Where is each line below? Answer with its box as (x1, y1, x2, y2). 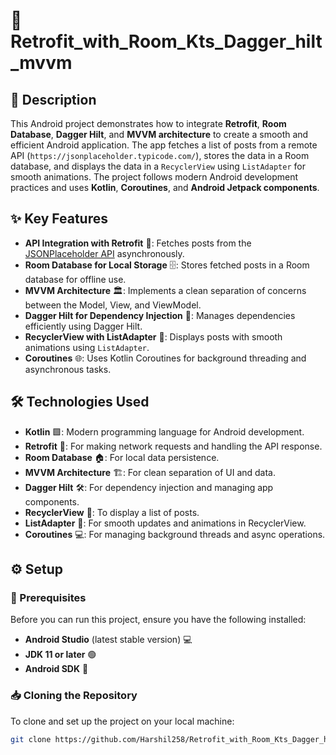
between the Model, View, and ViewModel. (24, 299, 202, 311)
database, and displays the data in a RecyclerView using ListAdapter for (10, 160, 306, 172)
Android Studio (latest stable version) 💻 (24, 634, 193, 646)
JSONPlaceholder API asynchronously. (24, 247, 185, 259)
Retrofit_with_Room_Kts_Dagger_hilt (10, 30, 323, 53)
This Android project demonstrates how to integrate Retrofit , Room (10, 118, 287, 129)
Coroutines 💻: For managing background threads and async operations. (24, 528, 326, 540)
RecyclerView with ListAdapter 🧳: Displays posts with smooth (24, 330, 283, 343)
